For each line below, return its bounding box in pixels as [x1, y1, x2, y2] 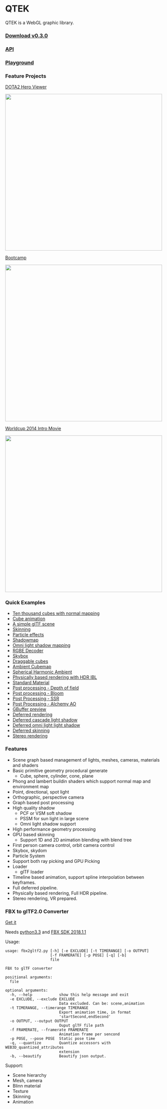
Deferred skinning [12, 727, 50, 733]
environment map [12, 783, 49, 790]
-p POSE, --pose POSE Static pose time [10, 1036, 95, 1041]
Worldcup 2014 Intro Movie [5, 426, 61, 431]
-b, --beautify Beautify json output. [10, 1053, 107, 1058]
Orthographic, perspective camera [12, 794, 84, 800]
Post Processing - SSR [12, 695, 59, 702]
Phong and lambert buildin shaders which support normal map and [12, 778, 151, 784]
